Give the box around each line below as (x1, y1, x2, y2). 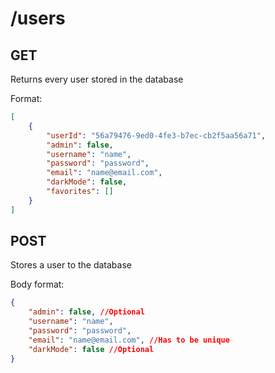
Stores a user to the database (10, 259, 132, 271)
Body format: (10, 278, 65, 291)
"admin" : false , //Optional (28, 307, 145, 317)
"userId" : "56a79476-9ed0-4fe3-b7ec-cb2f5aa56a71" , (46, 130, 267, 141)
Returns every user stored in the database (10, 73, 184, 85)
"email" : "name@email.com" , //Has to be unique (28, 335, 230, 345)
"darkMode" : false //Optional (28, 344, 155, 354)
